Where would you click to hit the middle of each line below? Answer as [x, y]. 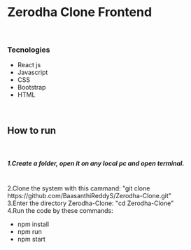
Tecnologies [29, 50]
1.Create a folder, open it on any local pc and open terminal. [96, 163]
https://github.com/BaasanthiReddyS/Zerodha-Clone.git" [89, 196]
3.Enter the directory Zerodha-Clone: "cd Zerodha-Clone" [91, 203]
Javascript [33, 72]
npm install [33, 224]
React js [29, 65]
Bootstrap [31, 88]
